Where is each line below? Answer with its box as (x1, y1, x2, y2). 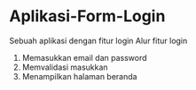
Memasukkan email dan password (21, 52, 148, 63)
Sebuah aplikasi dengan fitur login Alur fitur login (9, 35, 188, 46)
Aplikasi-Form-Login (9, 6, 166, 26)
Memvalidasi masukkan (21, 62, 108, 72)
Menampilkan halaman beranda (21, 71, 137, 81)
